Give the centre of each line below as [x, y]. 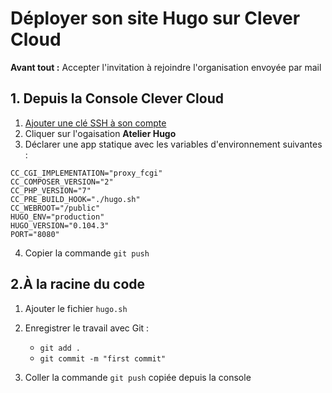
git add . [60, 348]
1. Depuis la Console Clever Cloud [117, 98]
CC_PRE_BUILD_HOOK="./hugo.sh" [75, 199]
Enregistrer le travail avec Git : [87, 328]
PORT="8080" [35, 234]
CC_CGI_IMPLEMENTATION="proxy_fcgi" [86, 173]
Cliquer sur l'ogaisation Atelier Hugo [100, 133]
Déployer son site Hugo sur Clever [155, 18]
